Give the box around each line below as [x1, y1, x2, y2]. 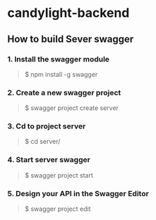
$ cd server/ [24, 137, 61, 146]
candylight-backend [7, 5, 130, 21]
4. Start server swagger [7, 155, 90, 165]
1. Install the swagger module [7, 54, 110, 64]
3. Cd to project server [7, 121, 86, 131]
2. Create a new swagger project [7, 87, 121, 97]
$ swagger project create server [24, 104, 119, 112]
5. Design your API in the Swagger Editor [7, 188, 150, 198]
